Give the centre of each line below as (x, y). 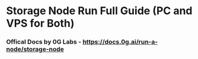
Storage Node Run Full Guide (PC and (99, 11)
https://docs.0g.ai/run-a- (120, 42)
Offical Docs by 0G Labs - (44, 42)
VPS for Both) (40, 23)
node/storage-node (35, 50)
